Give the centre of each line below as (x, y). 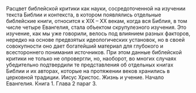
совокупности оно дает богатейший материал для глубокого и (85, 46)
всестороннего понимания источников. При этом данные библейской (94, 52)
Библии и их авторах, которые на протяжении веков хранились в (88, 71)
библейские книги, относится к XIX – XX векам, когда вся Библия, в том (97, 21)
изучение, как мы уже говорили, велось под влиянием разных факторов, (98, 34)
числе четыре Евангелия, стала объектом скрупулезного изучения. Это (96, 27)
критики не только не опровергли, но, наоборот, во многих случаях (91, 59)
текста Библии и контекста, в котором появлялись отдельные (84, 15)
